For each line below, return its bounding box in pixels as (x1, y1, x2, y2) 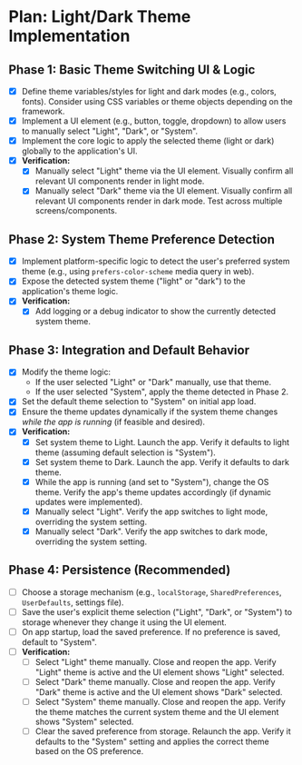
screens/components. (34, 205, 118, 216)
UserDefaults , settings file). (21, 597, 124, 608)
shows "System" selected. (34, 716, 134, 728)
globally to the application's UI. (21, 145, 138, 156)
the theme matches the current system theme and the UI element (34, 707, 279, 718)
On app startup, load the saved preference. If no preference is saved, (21, 626, 281, 637)
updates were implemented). (34, 496, 143, 507)
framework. (21, 106, 65, 117)
